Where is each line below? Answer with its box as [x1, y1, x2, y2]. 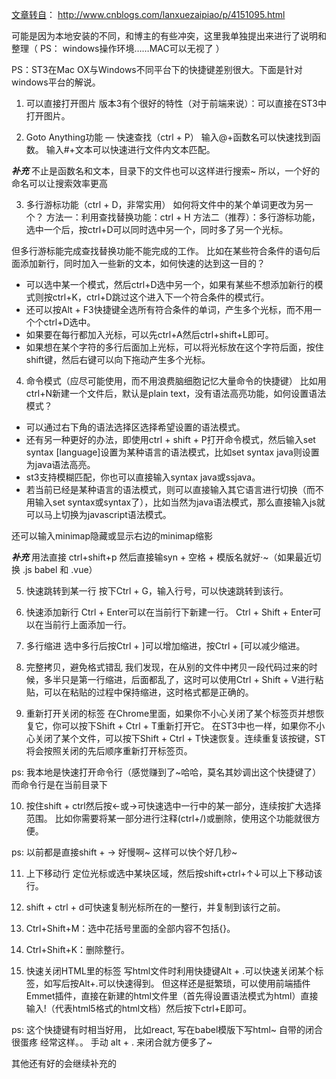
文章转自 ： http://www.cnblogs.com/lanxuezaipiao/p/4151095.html [11, 9, 286, 20]
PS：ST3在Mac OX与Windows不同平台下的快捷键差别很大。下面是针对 [11, 64, 303, 75]
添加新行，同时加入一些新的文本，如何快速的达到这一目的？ [19, 258, 266, 269]
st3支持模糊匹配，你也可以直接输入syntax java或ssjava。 [25, 471, 261, 483]
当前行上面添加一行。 [43, 619, 132, 630]
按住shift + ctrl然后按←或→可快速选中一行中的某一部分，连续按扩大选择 [25, 800, 322, 812]
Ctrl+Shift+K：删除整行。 [25, 944, 131, 955]
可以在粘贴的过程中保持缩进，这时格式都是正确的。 [43, 686, 254, 698]
